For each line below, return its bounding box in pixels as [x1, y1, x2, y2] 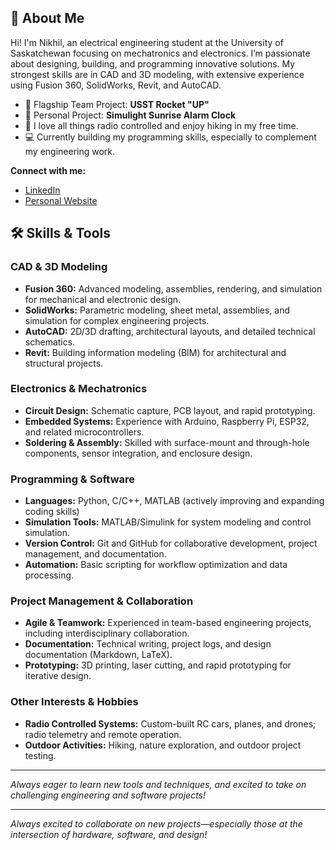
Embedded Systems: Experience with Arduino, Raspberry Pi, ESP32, [24, 415, 310, 427]
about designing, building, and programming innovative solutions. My [10, 57, 296, 70]
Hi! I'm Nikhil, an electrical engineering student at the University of [10, 36, 284, 48]
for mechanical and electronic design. [24, 293, 182, 305]
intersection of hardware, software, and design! [10, 828, 208, 840]
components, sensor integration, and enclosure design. [24, 447, 253, 459]
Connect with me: [10, 164, 87, 176]
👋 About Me [10, 10, 85, 27]
